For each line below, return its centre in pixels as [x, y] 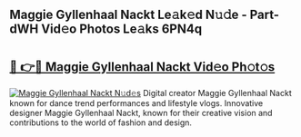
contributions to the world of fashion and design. [101, 122]
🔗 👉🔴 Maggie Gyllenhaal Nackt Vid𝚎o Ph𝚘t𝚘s [142, 67]
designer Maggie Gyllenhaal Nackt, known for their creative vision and [141, 113]
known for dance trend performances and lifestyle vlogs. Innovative [136, 103]
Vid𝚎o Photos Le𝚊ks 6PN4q [121, 29]
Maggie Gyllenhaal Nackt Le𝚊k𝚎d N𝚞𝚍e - [128, 15]
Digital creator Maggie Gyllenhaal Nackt [217, 93]
